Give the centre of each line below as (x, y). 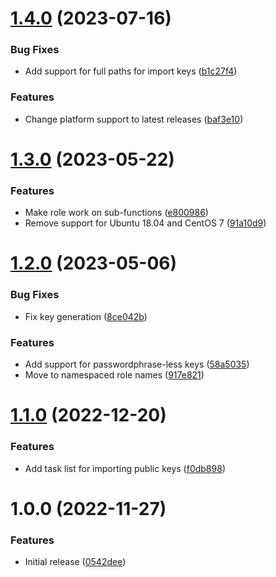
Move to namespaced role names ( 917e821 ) (114, 375)
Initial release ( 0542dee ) (75, 562)
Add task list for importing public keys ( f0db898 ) (125, 468)
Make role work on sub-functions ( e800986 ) (116, 213)
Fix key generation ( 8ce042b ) (86, 316)
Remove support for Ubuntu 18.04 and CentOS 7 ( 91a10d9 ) (145, 223)
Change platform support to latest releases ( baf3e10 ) (134, 119)
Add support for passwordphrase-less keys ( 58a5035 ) (137, 364)
